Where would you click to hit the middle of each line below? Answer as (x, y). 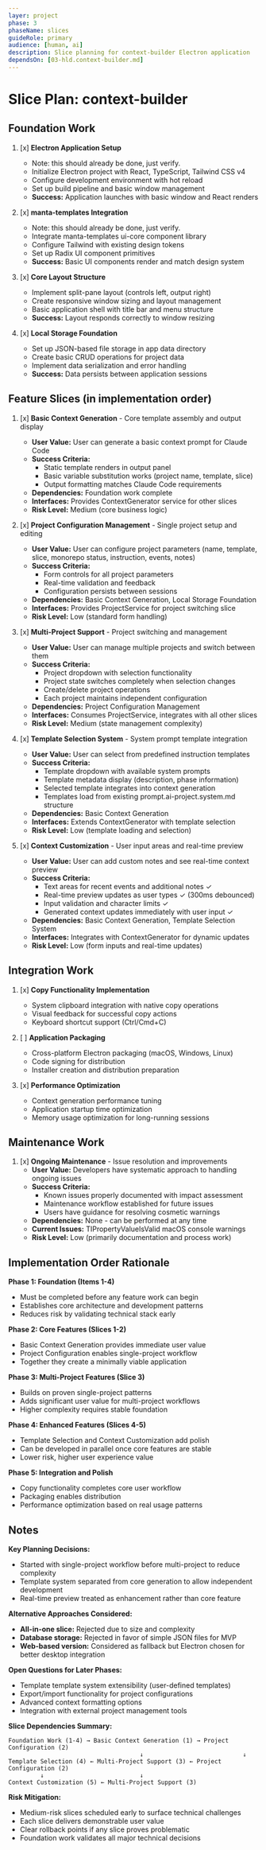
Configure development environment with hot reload (117, 180)
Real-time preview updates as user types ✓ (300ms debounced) (149, 895)
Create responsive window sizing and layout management (126, 301)
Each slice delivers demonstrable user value (92, 1821)
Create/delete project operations (97, 690)
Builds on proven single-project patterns (86, 1393)
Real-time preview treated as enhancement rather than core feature (130, 1598)
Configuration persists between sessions (110, 591)
